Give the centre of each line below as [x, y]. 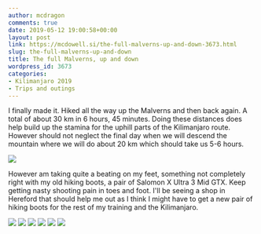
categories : [28, 74]
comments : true [33, 23]
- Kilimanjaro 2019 [40, 81]
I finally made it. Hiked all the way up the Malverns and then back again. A [128, 111]
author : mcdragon [37, 15]
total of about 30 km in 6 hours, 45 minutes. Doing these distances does [125, 119]
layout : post [29, 37]
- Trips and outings [42, 88]
